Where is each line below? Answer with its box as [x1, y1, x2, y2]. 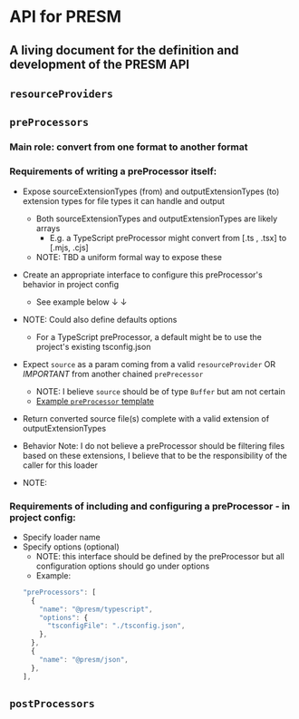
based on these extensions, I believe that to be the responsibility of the [22, 450, 287, 461]
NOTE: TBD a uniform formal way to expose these [35, 251, 223, 262]
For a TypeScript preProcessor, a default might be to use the [35, 331, 263, 342]
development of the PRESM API [9, 56, 190, 72]
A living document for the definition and [9, 43, 239, 58]
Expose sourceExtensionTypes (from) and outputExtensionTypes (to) [22, 186, 280, 197]
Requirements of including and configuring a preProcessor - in [9, 500, 291, 512]
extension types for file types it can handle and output [22, 195, 225, 206]
